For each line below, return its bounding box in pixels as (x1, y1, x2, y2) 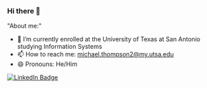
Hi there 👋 (7, 6, 41, 16)
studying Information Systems (17, 43, 102, 51)
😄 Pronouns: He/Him (17, 60, 78, 68)
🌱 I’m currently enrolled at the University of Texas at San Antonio (17, 35, 201, 43)
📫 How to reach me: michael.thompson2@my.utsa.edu (17, 50, 174, 58)
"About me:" (7, 22, 42, 30)
